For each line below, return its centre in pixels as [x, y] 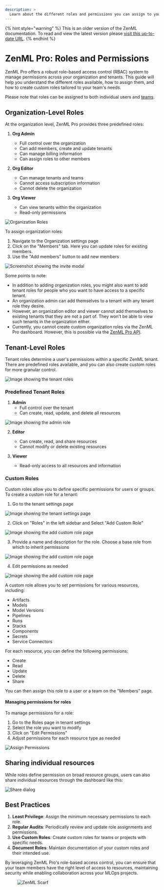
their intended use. [31, 853]
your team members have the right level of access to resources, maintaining [82, 868]
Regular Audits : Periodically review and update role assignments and [82, 827]
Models [20, 605]
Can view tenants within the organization [60, 207]
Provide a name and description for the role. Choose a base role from [82, 542]
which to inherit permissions [41, 547]
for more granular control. [31, 370]
